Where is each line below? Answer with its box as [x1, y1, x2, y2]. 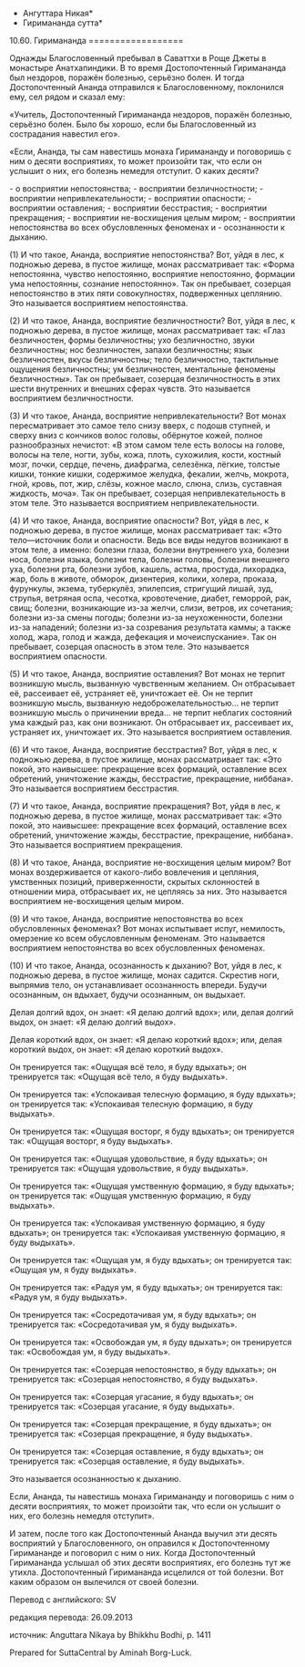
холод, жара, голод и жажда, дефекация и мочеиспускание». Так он [9, 632, 277, 642]
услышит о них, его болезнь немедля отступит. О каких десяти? [9, 166, 259, 176]
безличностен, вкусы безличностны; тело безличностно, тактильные [9, 355, 280, 365]
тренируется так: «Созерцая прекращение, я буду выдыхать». [9, 1428, 253, 1439]
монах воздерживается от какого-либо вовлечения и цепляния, [9, 867, 259, 878]
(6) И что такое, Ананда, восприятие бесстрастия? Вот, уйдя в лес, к [9, 745, 278, 755]
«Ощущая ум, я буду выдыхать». [9, 1264, 137, 1275]
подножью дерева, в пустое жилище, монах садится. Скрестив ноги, [9, 970, 280, 981]
